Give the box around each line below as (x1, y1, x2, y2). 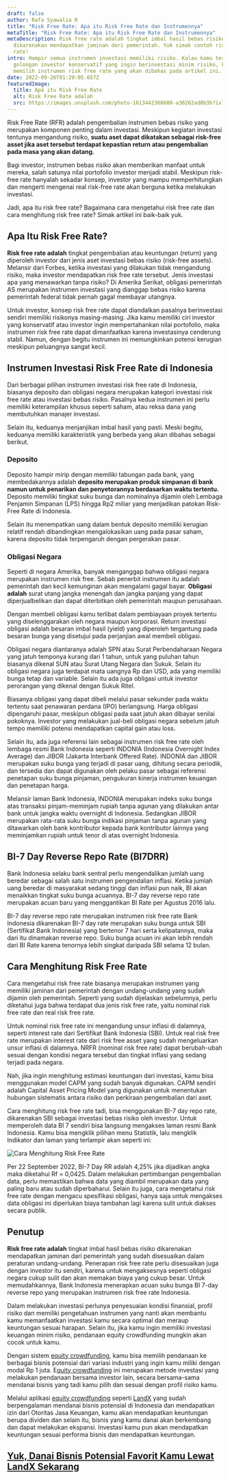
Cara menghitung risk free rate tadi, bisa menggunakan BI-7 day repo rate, (7, 1107, 218, 1115)
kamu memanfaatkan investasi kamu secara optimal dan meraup (7, 1316, 189, 1324)
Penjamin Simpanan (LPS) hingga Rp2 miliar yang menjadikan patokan (7, 499, 205, 508)
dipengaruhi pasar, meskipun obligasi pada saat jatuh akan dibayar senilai (7, 710, 216, 718)
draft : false (7, 10, 44, 17)
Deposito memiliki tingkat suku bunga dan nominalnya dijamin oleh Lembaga (7, 492, 223, 500)
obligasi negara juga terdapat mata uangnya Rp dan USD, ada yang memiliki (7, 667, 221, 675)
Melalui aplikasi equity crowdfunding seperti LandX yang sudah (7, 1394, 186, 1402)
